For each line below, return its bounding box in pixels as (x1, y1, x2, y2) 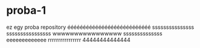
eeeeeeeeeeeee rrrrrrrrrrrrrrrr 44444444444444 (6, 36, 131, 43)
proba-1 (6, 4, 47, 17)
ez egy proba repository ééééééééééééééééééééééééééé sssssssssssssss (6, 23, 195, 31)
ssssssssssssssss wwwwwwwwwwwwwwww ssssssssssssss (6, 29, 163, 37)
